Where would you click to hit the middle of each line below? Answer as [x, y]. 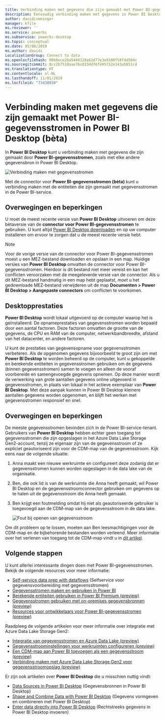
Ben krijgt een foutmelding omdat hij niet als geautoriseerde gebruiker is [85, 503]
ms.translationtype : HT [29, 69]
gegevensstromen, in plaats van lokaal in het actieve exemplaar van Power [81, 385]
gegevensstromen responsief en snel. [43, 401]
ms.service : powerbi [26, 32]
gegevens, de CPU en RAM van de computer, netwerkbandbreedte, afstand [82, 333]
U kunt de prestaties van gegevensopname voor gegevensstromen [73, 348]
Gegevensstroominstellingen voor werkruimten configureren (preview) [83, 646]
